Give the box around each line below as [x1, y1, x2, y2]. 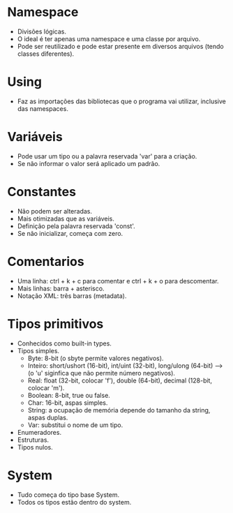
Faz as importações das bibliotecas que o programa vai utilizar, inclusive [17, 97, 227, 105]
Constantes [7, 184, 77, 200]
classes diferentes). [17, 50, 75, 58]
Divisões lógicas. [17, 27, 67, 36]
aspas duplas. [27, 413, 68, 422]
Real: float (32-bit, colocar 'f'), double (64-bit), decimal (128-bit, [27, 376, 213, 385]
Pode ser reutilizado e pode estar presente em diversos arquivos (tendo [17, 42, 225, 50]
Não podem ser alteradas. [17, 207, 93, 215]
